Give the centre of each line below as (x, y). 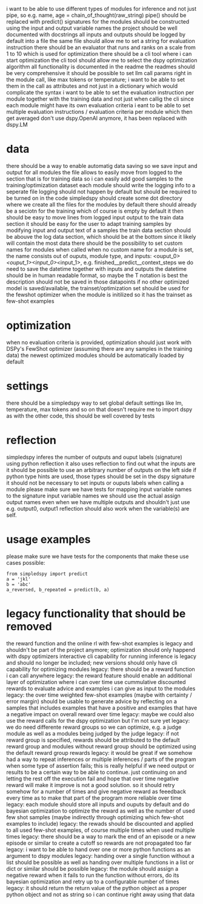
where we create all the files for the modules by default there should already (101, 204)
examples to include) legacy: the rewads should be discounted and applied (100, 823)
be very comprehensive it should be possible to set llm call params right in (99, 73)
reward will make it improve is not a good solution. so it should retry (91, 785)
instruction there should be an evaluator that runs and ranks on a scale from (101, 47)
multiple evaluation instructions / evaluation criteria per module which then (99, 112)
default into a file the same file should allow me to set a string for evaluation (101, 41)
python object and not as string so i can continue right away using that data (101, 894)
